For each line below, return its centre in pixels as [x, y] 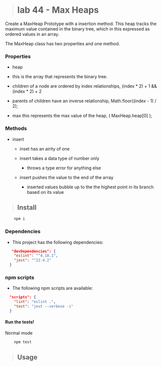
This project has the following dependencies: [58, 242]
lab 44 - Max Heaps [58, 10]
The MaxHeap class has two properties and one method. [63, 43]
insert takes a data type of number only [59, 158]
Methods [16, 128]
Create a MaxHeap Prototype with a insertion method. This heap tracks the [81, 24]
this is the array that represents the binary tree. [60, 77]
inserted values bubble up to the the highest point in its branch [90, 187]
